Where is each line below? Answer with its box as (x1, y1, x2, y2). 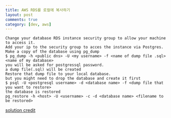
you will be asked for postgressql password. (5, 62, 104, 68)
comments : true (5, 17, 38, 22)
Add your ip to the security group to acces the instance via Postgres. (5, 44, 164, 50)
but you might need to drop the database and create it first (5, 76, 141, 81)
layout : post (5, 12, 33, 17)
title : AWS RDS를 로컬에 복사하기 (5, 7, 71, 13)
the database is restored (5, 89, 60, 95)
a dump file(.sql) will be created (5, 67, 81, 72)
